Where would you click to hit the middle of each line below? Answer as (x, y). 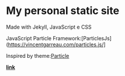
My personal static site (63, 11)
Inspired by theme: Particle (38, 56)
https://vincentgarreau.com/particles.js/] (57, 44)
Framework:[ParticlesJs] (82, 38)
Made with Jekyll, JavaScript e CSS (49, 27)
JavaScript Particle (29, 38)
